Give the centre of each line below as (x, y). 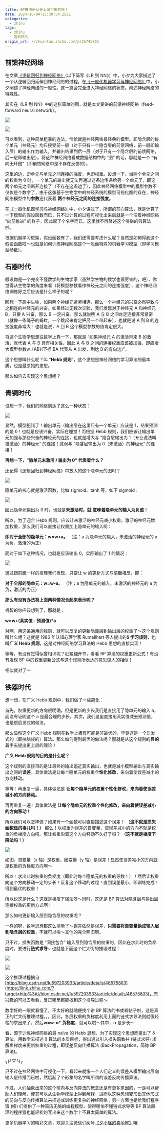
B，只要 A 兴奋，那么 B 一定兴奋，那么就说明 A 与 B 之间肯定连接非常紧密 (79, 314)
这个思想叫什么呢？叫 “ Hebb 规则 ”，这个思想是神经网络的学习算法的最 (76, 360)
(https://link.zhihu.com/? (30, 988)
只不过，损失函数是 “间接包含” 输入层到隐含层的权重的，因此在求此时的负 (79, 942)
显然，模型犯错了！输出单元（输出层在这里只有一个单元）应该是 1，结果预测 (81, 425)
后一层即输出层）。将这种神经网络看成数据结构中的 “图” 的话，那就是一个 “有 (81, 157)
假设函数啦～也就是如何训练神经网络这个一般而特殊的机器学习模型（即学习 (80, 243)
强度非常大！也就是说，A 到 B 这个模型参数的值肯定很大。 (67, 327)
